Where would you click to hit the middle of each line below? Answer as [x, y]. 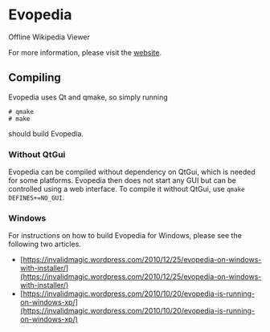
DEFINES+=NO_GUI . [37, 197]
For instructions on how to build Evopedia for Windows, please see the [125, 236]
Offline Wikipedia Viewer [49, 37]
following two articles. [45, 244]
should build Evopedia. [46, 133]
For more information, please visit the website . [85, 52]
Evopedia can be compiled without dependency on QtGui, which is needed [132, 172]
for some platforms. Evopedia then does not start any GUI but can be [123, 180]
